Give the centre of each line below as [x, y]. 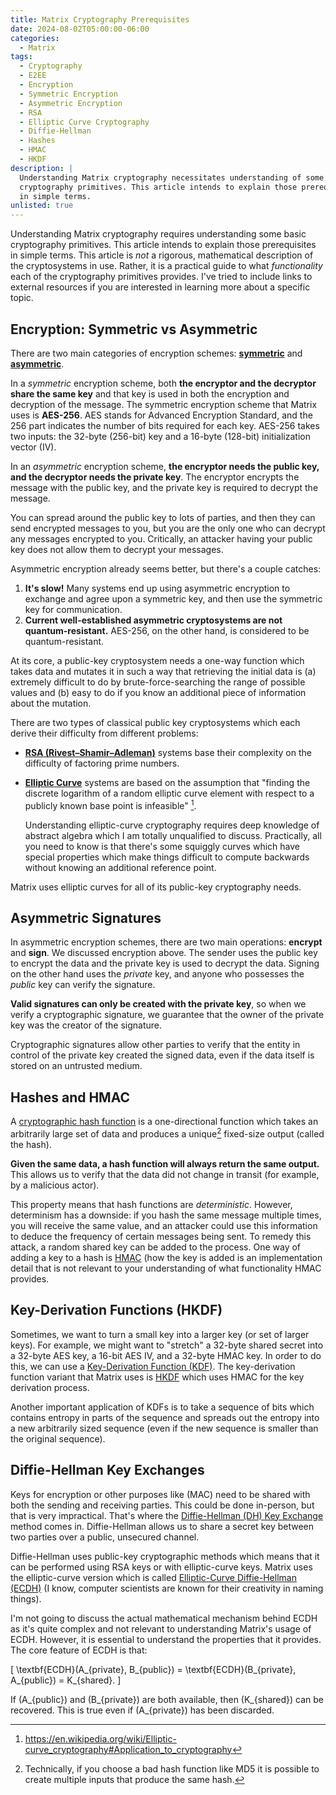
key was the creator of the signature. [86, 1025]
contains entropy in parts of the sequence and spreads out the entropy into [165, 1417]
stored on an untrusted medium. [76, 1066]
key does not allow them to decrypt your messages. [117, 549]
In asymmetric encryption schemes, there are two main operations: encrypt [166, 942]
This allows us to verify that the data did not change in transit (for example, [165, 1174]
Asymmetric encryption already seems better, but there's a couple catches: [166, 568]
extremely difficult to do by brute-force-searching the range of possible [158, 682]
